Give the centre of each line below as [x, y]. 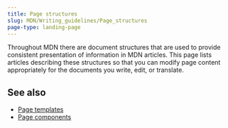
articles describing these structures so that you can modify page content [114, 63]
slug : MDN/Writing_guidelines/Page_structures [77, 21]
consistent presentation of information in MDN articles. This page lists [109, 55]
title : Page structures [43, 14]
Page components [44, 117]
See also [27, 92]
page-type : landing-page [44, 27]
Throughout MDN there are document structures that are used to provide [114, 48]
